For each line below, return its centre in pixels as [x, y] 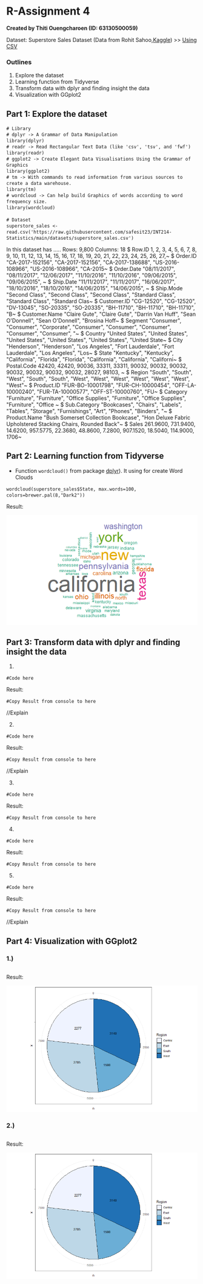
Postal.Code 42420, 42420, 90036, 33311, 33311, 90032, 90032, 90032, [97, 366]
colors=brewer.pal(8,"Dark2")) [46, 495]
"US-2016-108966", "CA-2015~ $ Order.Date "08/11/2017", [103, 269]
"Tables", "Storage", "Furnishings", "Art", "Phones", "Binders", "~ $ [89, 411]
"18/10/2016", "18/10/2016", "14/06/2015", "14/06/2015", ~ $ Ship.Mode [95, 288]
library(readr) [25, 153]
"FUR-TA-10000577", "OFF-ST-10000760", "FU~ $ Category [112, 392]
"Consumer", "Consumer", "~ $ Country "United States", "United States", [97, 333]
